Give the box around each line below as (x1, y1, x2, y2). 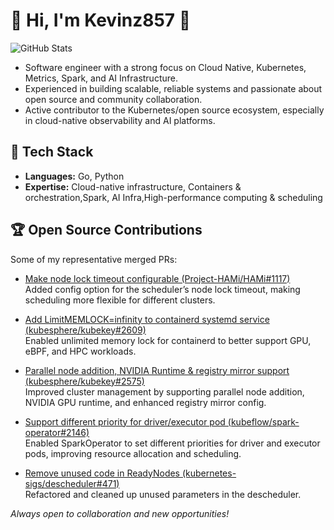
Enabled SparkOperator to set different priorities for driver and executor (24, 437, 321, 449)
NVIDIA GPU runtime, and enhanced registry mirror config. (24, 396, 267, 408)
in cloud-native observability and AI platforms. (24, 114, 216, 126)
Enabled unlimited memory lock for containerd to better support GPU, (24, 334, 312, 346)
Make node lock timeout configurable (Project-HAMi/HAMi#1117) (24, 272, 291, 284)
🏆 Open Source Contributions (10, 222, 203, 239)
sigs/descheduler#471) (24, 477, 120, 489)
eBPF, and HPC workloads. (24, 345, 137, 357)
